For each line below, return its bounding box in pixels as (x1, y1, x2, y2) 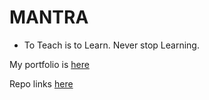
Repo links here (9, 77, 74, 90)
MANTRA (9, 6, 89, 29)
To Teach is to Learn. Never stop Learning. (23, 39, 200, 51)
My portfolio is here (9, 58, 90, 70)
